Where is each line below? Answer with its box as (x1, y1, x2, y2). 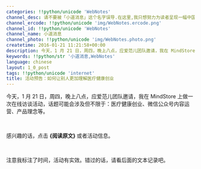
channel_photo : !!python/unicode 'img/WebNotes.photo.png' (6, 37, 157, 43)
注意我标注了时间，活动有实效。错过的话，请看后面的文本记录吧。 (6, 156, 169, 164)
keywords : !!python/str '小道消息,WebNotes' (6, 53, 115, 59)
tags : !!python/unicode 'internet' (6, 70, 95, 76)
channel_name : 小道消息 (6, 31, 62, 37)
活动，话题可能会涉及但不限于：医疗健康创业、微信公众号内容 (32, 100, 184, 108)
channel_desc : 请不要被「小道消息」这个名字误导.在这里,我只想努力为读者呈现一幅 (6, 14, 187, 20)
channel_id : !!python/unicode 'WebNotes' (6, 25, 111, 32)
